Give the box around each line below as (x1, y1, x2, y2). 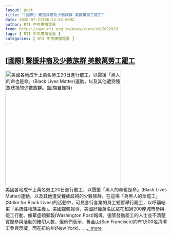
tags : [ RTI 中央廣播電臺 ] (5, 31, 61, 36)
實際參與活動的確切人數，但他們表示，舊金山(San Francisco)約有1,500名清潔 (5, 219, 167, 225)
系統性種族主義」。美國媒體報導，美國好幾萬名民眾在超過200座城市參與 (14, 206, 165, 212)
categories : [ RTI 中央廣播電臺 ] (5, 36, 74, 42)
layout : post (5, 7, 33, 13)
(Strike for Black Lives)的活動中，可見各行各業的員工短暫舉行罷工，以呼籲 (5, 199, 161, 205)
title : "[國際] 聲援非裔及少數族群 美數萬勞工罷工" (5, 12, 104, 17)
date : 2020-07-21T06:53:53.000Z (5, 17, 74, 22)
